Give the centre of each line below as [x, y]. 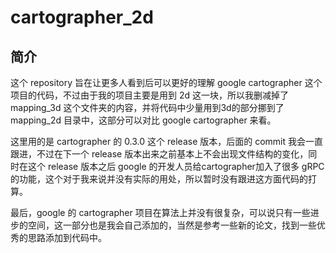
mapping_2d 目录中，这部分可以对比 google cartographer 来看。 [143, 120]
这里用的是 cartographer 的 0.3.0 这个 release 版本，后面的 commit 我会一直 [166, 141]
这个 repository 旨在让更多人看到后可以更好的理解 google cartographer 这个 [166, 82]
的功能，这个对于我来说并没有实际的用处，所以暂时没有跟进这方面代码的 [159, 179]
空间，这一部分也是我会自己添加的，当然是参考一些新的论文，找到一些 [172, 225]
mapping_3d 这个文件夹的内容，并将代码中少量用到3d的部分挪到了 [147, 107]
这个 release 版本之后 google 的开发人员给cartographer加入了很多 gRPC [176, 166]
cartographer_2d [82, 17]
